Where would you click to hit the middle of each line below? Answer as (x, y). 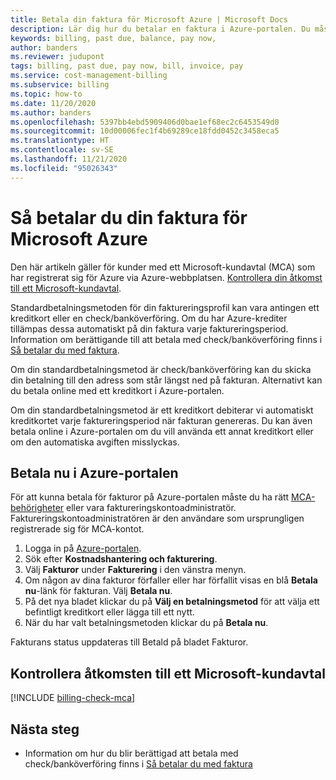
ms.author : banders (51, 112)
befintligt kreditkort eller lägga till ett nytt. (109, 612)
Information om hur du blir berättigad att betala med (131, 753)
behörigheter (37, 508)
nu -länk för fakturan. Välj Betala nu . (98, 591)
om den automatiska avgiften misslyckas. (95, 442)
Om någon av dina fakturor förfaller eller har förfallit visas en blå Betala (171, 580)
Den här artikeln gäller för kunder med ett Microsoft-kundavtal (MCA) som (163, 267)
